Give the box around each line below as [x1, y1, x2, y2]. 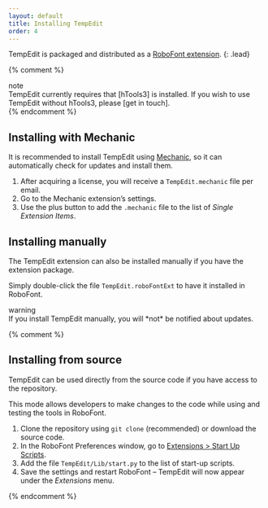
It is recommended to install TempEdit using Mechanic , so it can [8, 152, 223, 162]
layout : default [8, 11, 63, 20]
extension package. [8, 265, 75, 274]
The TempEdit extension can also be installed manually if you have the [8, 256, 244, 265]
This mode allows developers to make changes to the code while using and [8, 399, 261, 409]
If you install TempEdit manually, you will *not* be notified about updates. [8, 314, 254, 323]
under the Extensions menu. [19, 475, 115, 485]
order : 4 [8, 27, 38, 35]
